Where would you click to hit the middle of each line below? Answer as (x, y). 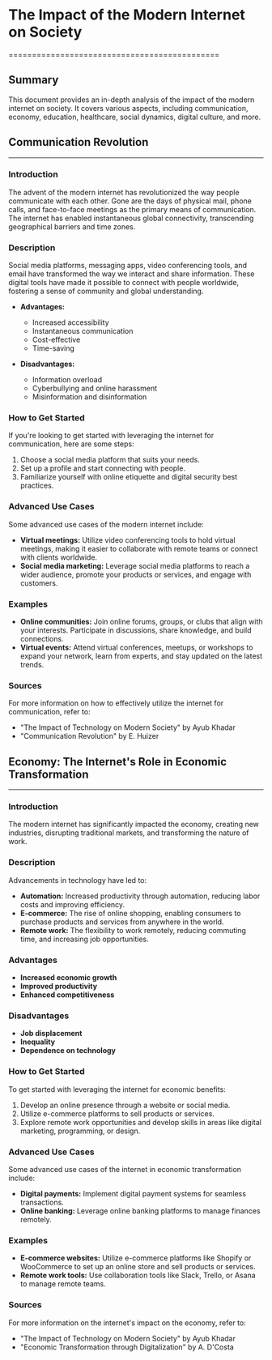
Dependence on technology (68, 1051)
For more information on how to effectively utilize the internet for (116, 703)
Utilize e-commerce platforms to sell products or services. (117, 1113)
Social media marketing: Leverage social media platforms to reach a (135, 565)
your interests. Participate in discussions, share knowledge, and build (136, 630)
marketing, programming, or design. (80, 1131)
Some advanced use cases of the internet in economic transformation (125, 1169)
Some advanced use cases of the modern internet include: (106, 524)
